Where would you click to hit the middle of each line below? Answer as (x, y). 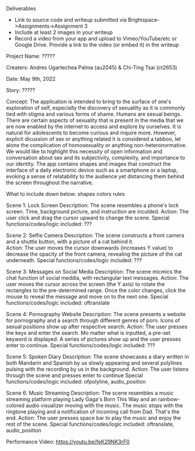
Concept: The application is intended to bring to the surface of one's (89, 101)
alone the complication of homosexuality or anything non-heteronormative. (97, 145)
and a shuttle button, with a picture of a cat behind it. (70, 242)
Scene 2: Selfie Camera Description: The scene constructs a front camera (95, 235)
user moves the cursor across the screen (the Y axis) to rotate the (85, 284)
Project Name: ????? (31, 56)
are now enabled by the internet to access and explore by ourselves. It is (94, 126)
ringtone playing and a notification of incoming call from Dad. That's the (93, 412)
